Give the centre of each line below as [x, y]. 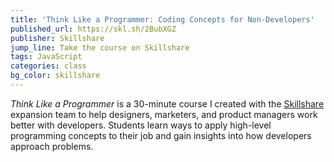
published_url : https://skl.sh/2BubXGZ [93, 29]
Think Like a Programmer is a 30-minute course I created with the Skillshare [167, 103]
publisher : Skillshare [57, 38]
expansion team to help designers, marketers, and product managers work [164, 114]
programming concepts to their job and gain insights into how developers [161, 135]
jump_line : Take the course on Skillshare [100, 47]
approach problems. [52, 146]
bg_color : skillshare [55, 76]
